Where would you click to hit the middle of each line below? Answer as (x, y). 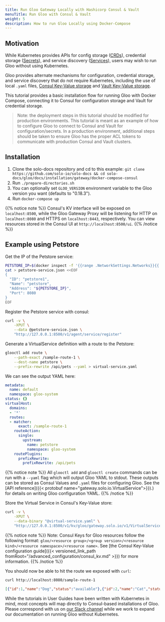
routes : (17, 417)
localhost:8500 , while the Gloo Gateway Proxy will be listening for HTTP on (81, 213)
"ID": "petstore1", (29, 279)
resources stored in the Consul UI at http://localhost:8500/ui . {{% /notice (81, 224)
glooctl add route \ (26, 353)
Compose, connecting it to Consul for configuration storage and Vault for (79, 101)
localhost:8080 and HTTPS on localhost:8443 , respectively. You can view (80, 219)
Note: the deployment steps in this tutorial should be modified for (83, 115)
